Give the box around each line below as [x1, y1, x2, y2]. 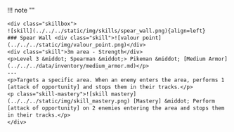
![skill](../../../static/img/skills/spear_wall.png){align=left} [7, 27, 206, 34]
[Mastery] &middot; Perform [133, 98, 216, 105]
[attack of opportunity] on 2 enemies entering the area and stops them [7, 105, 225, 112]
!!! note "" [7, 6, 35, 14]
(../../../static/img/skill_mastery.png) [7, 98, 131, 105]
